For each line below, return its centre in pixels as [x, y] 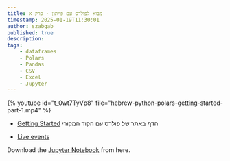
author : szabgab [30, 26]
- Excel [30, 77]
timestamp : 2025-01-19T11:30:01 [53, 20]
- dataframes [38, 52]
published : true [30, 33]
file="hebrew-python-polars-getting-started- [159, 103]
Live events [33, 137]
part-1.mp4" [24, 110]
